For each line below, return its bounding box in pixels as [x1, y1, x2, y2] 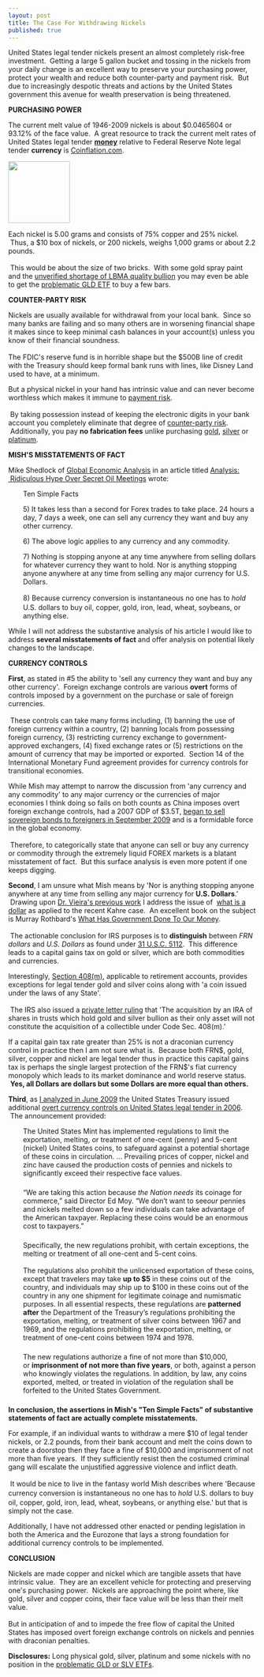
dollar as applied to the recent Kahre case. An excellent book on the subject [8, 906, 256, 916]
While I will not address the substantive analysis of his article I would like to [8, 626, 252, 636]
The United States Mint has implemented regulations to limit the [23, 1126, 229, 1136]
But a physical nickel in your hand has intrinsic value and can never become [8, 385, 255, 394]
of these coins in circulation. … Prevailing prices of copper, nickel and [23, 1152, 249, 1161]
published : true [8, 26, 61, 34]
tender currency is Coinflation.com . [8, 145, 125, 155]
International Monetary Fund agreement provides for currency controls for [8, 758, 249, 767]
